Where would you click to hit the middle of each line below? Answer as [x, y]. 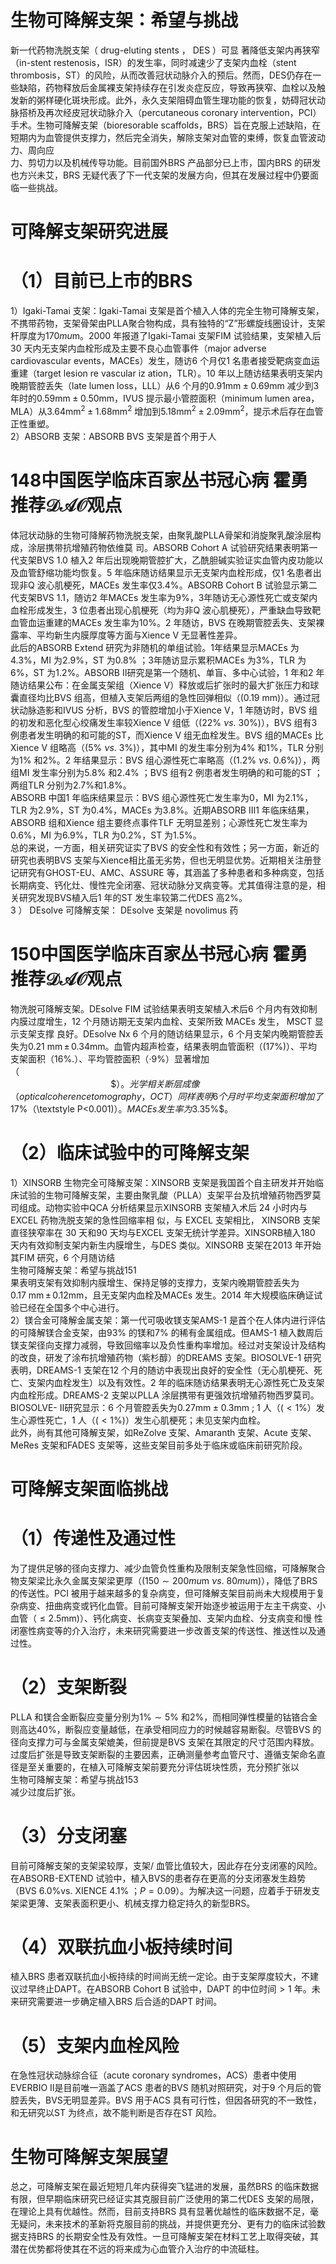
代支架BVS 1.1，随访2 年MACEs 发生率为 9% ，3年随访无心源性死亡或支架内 [164, 597]
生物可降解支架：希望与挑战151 [73, 1270]
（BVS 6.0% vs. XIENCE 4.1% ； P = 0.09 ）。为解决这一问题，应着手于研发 [161, 1890]
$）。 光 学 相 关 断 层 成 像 [155, 1083]
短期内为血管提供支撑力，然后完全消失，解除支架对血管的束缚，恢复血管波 [163, 137]
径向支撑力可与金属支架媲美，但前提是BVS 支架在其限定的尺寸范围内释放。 [165, 1742]
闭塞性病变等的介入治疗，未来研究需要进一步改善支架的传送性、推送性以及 [163, 1630]
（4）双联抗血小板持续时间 [121, 1947]
